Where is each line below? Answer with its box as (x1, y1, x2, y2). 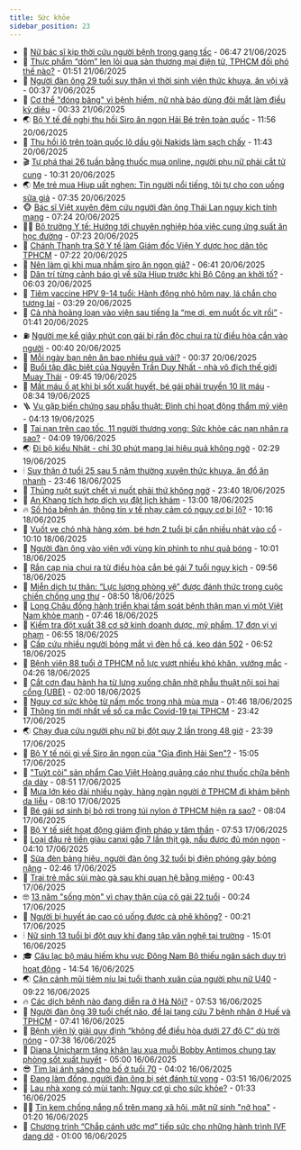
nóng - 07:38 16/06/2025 (22, 1035, 117, 1046)
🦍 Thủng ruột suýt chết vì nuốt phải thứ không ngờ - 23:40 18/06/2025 (22, 484, 286, 495)
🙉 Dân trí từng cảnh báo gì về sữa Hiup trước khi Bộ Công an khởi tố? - (22, 268, 284, 279)
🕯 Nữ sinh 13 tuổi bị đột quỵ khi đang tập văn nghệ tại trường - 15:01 (22, 929, 271, 941)
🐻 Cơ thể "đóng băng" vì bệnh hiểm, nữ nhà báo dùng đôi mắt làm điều (22, 94, 286, 104)
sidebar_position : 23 (9, 22, 91, 31)
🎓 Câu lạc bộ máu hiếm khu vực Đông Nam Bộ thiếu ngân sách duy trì (22, 950, 287, 961)
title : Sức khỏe (9, 13, 70, 23)
